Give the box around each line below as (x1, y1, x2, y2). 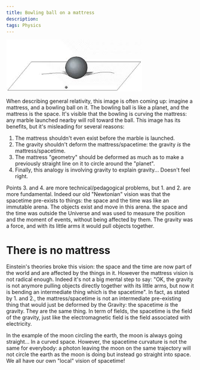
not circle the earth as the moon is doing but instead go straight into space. (6, 351, 191, 358)
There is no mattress (6, 243, 110, 257)
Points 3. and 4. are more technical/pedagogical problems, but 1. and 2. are (6, 184, 191, 191)
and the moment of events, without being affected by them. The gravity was (6, 216, 193, 224)
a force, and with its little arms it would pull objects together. (6, 222, 155, 230)
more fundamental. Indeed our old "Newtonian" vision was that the (6, 191, 171, 198)
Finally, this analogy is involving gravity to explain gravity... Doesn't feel (14, 166, 190, 173)
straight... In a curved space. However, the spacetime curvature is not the (6, 338, 187, 345)
